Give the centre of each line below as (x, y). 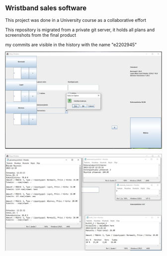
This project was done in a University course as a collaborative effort (76, 20)
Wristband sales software (46, 8)
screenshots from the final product (41, 35)
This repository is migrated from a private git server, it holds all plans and (80, 30)
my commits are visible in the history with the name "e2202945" (71, 45)
